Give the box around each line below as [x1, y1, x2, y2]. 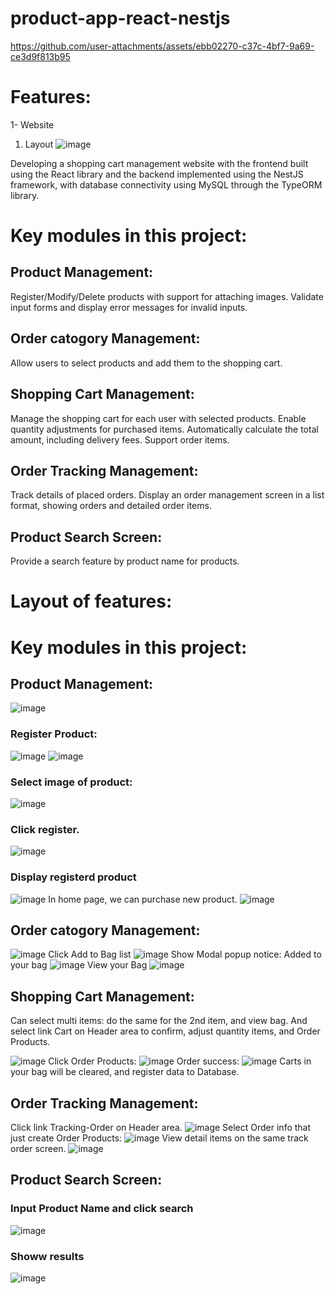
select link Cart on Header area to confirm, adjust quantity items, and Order [10, 1025, 321, 1037]
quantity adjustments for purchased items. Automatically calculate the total [10, 423, 319, 435]
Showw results [10, 1249, 85, 1263]
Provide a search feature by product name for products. [10, 555, 240, 567]
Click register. [10, 822, 80, 836]
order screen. [10, 1142, 67, 1154]
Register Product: [10, 727, 98, 741]
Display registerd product [10, 870, 137, 884]
